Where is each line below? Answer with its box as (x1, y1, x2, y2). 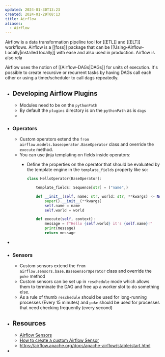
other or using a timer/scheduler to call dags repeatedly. (5, 75, 119, 81)
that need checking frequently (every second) (19, 305, 113, 311)
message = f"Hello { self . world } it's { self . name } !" (44, 221, 153, 226)
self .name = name (44, 203, 80, 208)
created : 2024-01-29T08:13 (5, 12, 60, 17)
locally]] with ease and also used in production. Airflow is (39, 50, 155, 56)
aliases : (5, 21, 23, 26)
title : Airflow (5, 16, 36, 21)
